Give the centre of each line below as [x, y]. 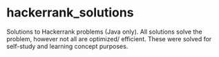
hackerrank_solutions [70, 13]
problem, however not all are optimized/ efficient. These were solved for [109, 38]
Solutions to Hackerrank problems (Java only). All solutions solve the [104, 32]
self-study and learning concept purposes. [67, 46]
